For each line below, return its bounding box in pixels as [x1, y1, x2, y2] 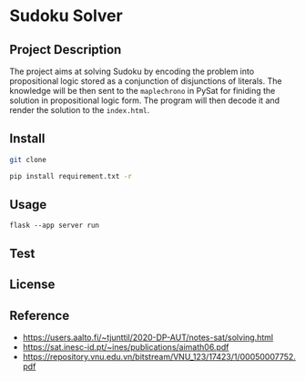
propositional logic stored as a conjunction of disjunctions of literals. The [9, 76, 282, 87]
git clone [9, 155, 47, 164]
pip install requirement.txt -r [9, 171, 132, 180]
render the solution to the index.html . [9, 105, 150, 115]
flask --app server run [9, 221, 100, 231]
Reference [9, 307, 70, 324]
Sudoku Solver [9, 5, 123, 26]
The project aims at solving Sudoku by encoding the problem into [9, 66, 255, 77]
